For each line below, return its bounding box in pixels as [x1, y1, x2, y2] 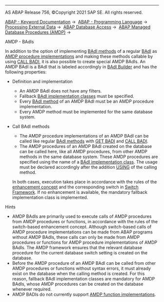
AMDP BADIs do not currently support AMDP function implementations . [12, 292, 156, 297]
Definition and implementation [12, 79, 73, 84]
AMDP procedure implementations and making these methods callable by [5, 53, 153, 59]
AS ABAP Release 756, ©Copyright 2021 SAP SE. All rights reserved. [5, 9, 143, 15]
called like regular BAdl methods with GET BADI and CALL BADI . [19, 138, 149, 144]
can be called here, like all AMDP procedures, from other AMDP [19, 149, 148, 154]
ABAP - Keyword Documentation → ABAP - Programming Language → [5, 19, 148, 24]
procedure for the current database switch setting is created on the [12, 250, 148, 256]
